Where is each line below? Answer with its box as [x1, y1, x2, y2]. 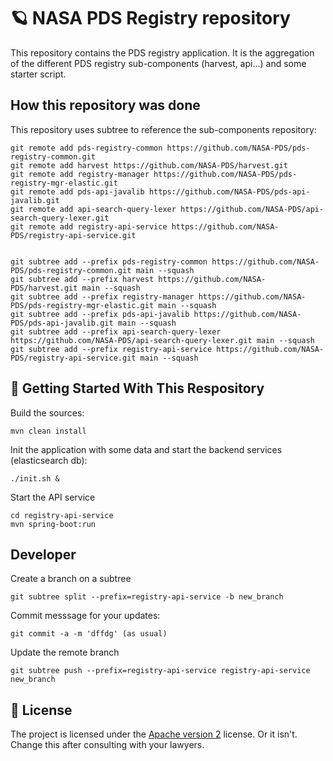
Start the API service [10, 491, 96, 503]
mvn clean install [10, 426, 87, 436]
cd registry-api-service [10, 510, 114, 520]
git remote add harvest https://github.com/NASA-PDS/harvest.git [10, 160, 288, 170]
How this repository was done [10, 97, 201, 114]
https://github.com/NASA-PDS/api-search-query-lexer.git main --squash [10, 335, 315, 345]
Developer [10, 546, 77, 563]
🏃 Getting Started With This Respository [10, 380, 265, 397]
